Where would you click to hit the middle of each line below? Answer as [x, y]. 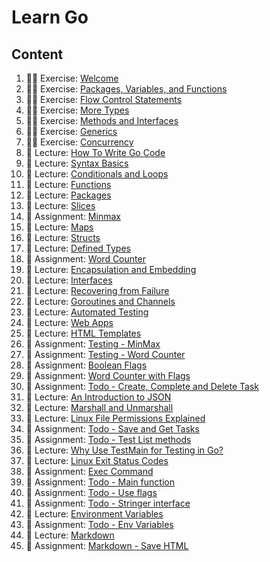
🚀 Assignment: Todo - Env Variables [99, 524]
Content [37, 54]
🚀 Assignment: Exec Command [89, 471]
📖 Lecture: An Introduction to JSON [98, 397]
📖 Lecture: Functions [68, 184]
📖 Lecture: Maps [59, 227]
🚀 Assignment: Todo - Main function [100, 482]
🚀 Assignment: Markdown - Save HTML [107, 545]
